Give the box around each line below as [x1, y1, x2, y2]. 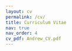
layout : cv [5, 8, 32, 15]
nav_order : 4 [5, 30, 38, 36]
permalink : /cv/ [5, 14, 45, 20]
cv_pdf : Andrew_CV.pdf [5, 36, 61, 42]
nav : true [5, 25, 30, 31]
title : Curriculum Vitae [5, 19, 67, 25]
